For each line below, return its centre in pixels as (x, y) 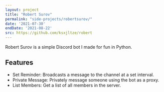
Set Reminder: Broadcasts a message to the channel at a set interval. (83, 75)
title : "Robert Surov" (29, 14)
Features (19, 63)
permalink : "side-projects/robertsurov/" (49, 19)
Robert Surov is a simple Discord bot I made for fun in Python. (69, 47)
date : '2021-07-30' (25, 24)
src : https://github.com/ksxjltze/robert (49, 33)
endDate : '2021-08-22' (29, 28)
